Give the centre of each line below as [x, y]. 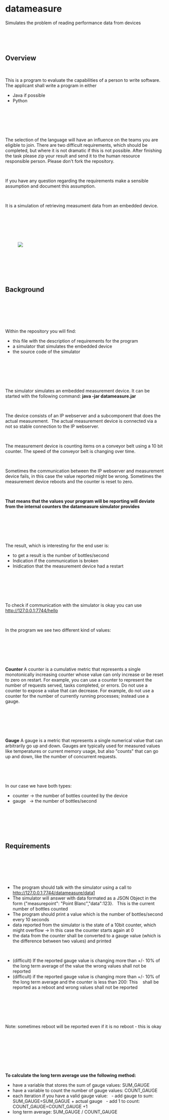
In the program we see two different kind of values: [58, 630]
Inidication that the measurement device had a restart [68, 566]
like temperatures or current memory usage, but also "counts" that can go [82, 751]
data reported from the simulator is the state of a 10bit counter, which [84, 925]
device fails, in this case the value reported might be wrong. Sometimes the [83, 476]
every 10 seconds [31, 920]
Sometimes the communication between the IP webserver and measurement [84, 471]
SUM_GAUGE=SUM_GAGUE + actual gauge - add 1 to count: [76, 1101]
